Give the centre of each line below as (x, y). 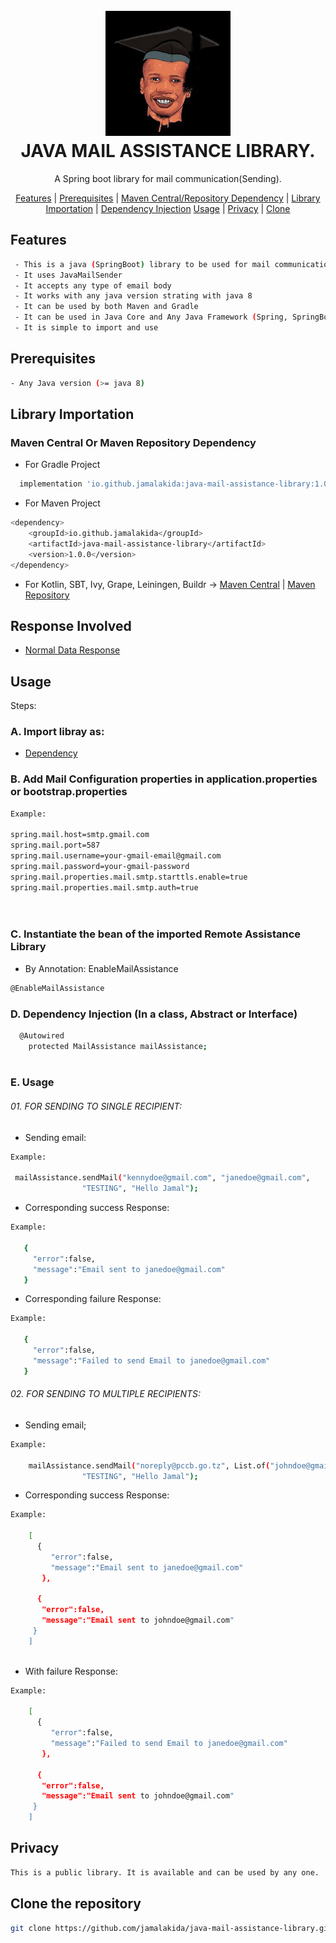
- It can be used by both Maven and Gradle (106, 307)
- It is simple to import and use (86, 328)
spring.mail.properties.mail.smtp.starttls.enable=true (129, 877)
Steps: (23, 706)
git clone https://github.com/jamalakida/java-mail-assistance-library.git (171, 1928)
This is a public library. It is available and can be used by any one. (165, 1872)
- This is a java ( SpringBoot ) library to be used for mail (142, 264)
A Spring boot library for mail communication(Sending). (168, 178)
